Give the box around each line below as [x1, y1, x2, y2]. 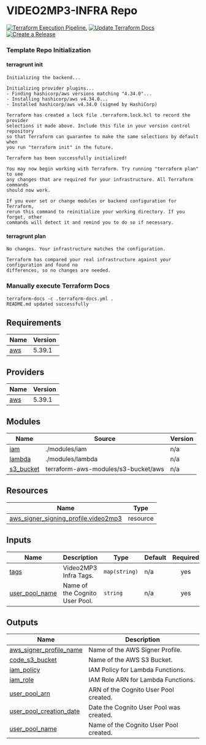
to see [6, 171, 23, 178]
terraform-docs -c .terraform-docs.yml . [6, 296, 114, 302]
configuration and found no [6, 262, 78, 269]
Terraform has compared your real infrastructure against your [6, 257, 172, 263]
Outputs [6, 617, 39, 628]
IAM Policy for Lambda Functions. [88, 666, 186, 674]
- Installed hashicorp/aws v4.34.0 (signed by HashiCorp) [6, 102, 158, 108]
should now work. [6, 188, 51, 194]
